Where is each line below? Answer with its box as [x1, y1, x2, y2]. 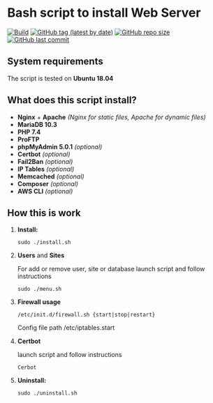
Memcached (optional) [17, 172, 85, 181]
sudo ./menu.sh [17, 286, 62, 293]
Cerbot [17, 364, 37, 371]
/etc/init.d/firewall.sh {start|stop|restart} [17, 312, 156, 319]
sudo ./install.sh [17, 239, 71, 246]
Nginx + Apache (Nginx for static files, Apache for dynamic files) [17, 113, 206, 121]
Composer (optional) [17, 179, 79, 188]
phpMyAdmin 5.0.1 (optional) [17, 142, 103, 151]
